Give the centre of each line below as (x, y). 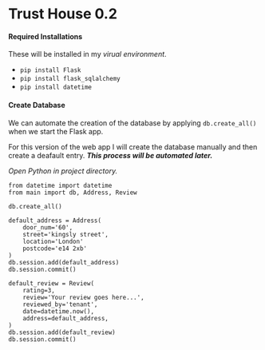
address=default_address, (66, 318)
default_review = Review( (51, 283)
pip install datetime (55, 87)
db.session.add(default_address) (64, 262)
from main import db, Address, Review (73, 193)
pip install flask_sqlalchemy (70, 79)
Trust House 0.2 (63, 14)
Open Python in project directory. (63, 171)
